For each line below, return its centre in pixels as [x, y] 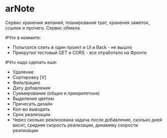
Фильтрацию [26, 82]
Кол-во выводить [31, 109]
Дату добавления [31, 87]
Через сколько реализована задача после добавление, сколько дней [87, 119]
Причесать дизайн [32, 103]
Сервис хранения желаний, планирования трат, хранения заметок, [77, 22]
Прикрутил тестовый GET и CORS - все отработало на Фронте [79, 52]
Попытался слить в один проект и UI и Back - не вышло [72, 47]
